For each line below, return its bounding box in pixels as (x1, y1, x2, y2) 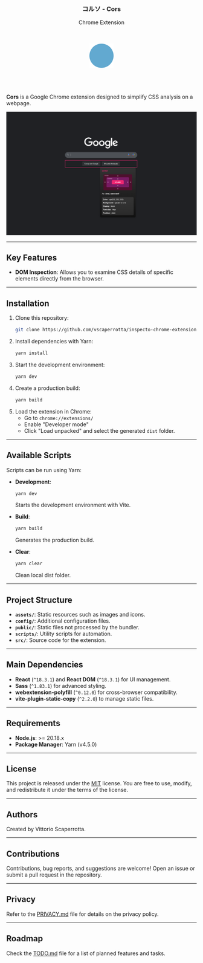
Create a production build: (14, 384, 80, 392)
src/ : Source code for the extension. (14, 636, 106, 644)
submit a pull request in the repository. (6, 871, 103, 878)
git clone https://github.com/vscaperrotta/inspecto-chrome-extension (14, 327, 197, 333)
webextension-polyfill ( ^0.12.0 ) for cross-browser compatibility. (14, 689, 178, 696)
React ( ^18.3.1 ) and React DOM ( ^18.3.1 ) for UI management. (14, 675, 171, 683)
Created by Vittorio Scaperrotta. (6, 826, 86, 833)
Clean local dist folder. (14, 572, 71, 579)
